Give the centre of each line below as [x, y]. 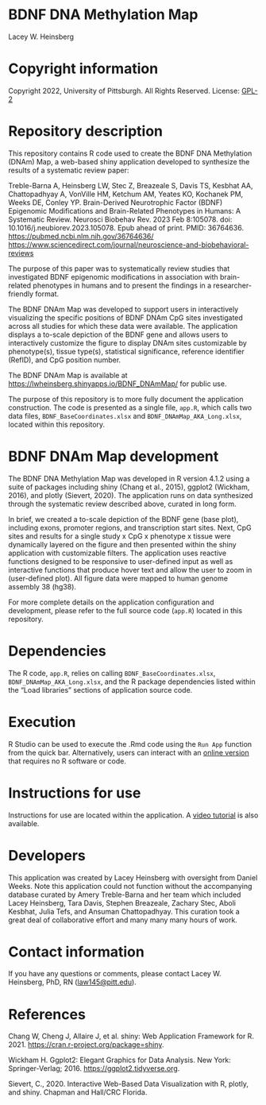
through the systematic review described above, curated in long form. [122, 504]
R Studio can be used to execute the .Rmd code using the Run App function [130, 744]
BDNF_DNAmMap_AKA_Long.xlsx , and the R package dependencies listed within [132, 682]
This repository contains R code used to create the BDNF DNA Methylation [130, 153]
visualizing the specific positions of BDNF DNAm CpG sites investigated [126, 317]
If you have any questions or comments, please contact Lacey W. [115, 974]
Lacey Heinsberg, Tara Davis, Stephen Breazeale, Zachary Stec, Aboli [122, 902]
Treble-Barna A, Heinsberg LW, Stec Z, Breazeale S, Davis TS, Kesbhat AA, [131, 185]
